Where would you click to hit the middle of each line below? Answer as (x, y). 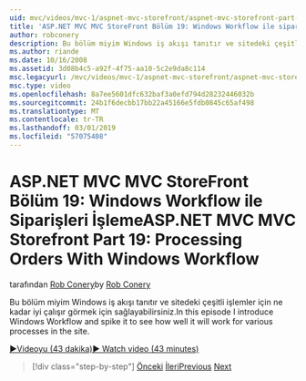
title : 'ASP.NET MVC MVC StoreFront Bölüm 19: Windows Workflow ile (142, 26)
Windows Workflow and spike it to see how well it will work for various (141, 321)
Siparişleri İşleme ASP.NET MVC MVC (153, 221)
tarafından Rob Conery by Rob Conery (80, 284)
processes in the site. (50, 331)
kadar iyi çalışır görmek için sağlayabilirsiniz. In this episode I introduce (142, 312)
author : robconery (44, 35)
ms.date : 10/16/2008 (49, 60)
